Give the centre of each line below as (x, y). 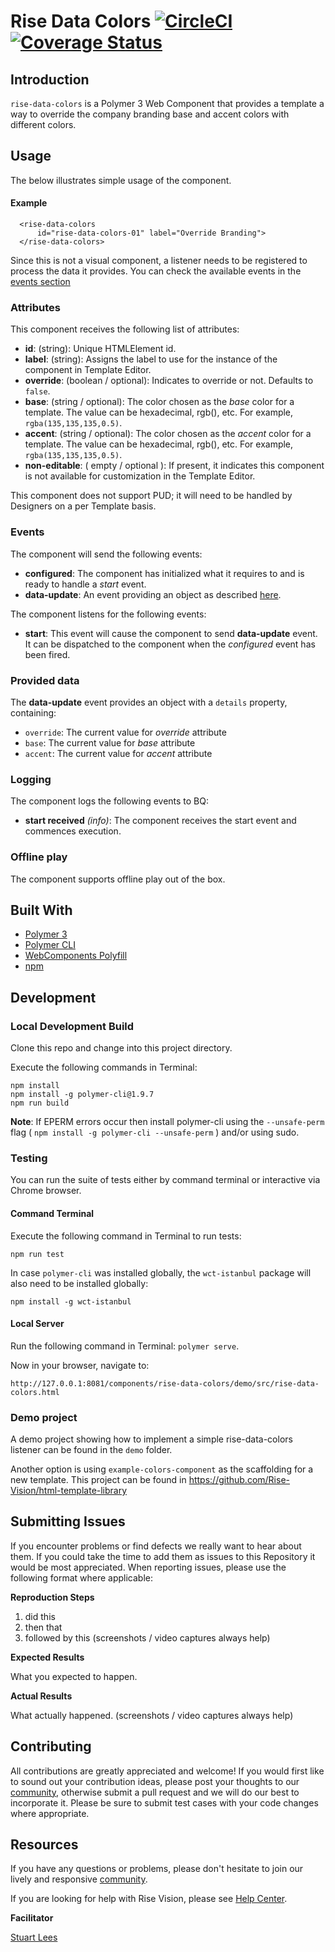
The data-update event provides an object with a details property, (149, 702)
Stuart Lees (34, 1937)
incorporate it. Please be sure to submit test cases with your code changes (164, 1802)
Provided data (45, 680)
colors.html (35, 1392)
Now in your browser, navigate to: (80, 1365)
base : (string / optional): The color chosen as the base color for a (159, 402)
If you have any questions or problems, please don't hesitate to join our (157, 1869)
